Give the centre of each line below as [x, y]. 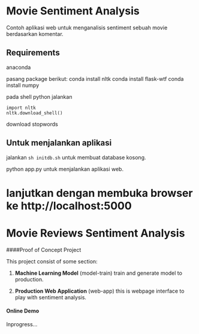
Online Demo [23, 311]
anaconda [19, 67]
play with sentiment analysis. [51, 297]
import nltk [21, 108]
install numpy [23, 85]
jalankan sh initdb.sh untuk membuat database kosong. [76, 157]
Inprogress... [22, 324]
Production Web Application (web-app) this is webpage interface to [99, 291]
